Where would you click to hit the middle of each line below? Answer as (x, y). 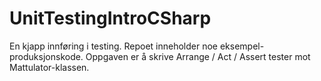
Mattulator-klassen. (49, 67)
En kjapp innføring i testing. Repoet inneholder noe (113, 46)
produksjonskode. (46, 56)
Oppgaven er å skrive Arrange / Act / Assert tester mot (198, 56)
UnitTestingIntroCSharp (110, 18)
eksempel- (242, 46)
